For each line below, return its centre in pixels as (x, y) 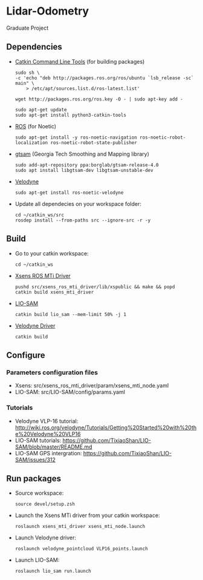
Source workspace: (39, 493)
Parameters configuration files (52, 372)
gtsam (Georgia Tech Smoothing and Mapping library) (82, 154)
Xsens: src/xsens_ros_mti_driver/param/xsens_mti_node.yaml (92, 386)
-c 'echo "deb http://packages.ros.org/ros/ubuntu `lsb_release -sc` (105, 78)
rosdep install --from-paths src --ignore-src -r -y (83, 220)
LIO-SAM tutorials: (38, 440)
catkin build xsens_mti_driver (54, 292)
